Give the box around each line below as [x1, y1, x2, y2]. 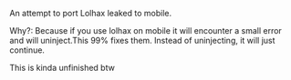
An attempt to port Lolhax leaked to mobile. [9, 8, 172, 18]
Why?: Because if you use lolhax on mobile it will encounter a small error [9, 25, 283, 35]
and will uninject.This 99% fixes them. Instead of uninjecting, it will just [9, 35, 275, 45]
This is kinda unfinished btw [9, 63, 116, 73]
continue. [9, 45, 46, 55]
